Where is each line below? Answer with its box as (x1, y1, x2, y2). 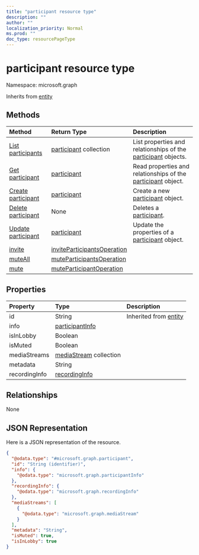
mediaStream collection (55, 350, 121, 359)
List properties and (133, 138, 185, 146)
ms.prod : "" (6, 31, 36, 37)
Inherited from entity (126, 312, 184, 320)
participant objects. (133, 152, 187, 161)
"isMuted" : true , (11, 533, 54, 539)
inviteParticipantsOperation (51, 245, 127, 253)
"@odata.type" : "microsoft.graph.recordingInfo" (17, 489, 139, 495)
